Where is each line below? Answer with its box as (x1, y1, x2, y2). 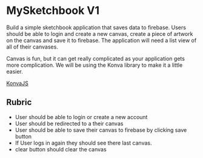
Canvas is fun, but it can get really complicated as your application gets (6, 55, 185, 62)
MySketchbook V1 (6, 4, 100, 18)
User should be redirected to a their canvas (15, 120, 124, 127)
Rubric (6, 97, 32, 108)
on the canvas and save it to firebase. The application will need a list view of (6, 36, 197, 44)
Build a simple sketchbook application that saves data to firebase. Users (6, 24, 187, 31)
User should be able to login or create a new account (15, 113, 148, 120)
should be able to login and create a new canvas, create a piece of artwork (6, 30, 193, 37)
